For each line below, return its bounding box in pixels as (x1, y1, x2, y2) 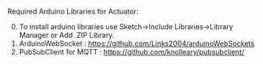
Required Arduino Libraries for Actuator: (7, 7, 139, 16)
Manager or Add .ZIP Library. (18, 31, 115, 40)
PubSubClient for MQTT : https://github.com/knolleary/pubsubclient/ (18, 47, 245, 56)
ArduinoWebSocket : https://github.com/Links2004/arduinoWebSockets (18, 39, 255, 48)
